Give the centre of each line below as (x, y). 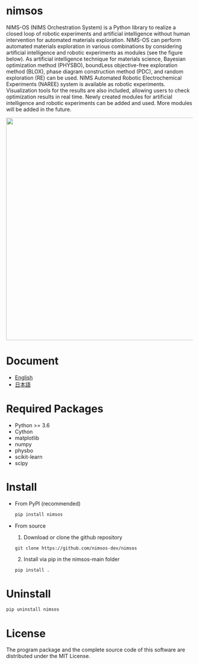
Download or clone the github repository (73, 537)
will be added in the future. (39, 109)
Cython (24, 431)
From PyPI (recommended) (48, 503)
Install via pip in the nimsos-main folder (72, 559)
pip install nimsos (39, 514)
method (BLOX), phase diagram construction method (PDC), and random (95, 71)
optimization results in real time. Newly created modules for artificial (89, 97)
